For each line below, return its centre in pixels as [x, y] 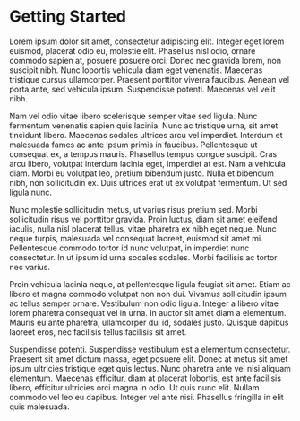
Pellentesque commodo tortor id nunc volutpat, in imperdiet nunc [129, 248]
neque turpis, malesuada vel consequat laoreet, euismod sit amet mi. [136, 238]
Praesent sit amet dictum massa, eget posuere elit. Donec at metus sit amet [149, 359]
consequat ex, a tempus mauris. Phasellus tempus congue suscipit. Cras [143, 153]
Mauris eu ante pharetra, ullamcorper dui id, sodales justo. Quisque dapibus [149, 322]
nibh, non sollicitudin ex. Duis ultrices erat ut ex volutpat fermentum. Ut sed [148, 182]
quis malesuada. [39, 407]
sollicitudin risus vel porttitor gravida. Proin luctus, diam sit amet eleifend [143, 219]
